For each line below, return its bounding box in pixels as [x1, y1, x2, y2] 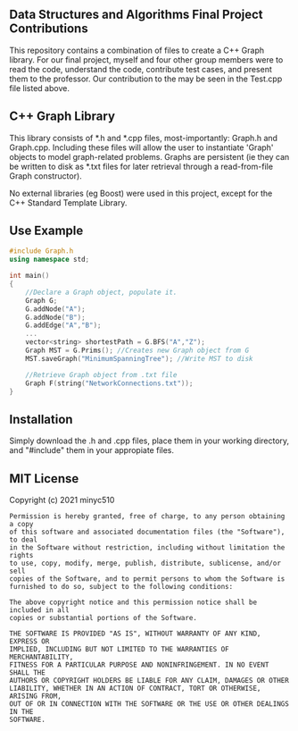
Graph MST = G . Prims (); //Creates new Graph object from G [25, 346, 250, 356]
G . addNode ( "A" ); [25, 304, 87, 314]
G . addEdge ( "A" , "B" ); [25, 321, 102, 330]
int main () [9, 272, 50, 281]
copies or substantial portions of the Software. [9, 614, 198, 623]
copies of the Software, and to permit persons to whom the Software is [9, 575, 286, 584]
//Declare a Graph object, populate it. [25, 288, 178, 297]
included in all [9, 606, 70, 615]
